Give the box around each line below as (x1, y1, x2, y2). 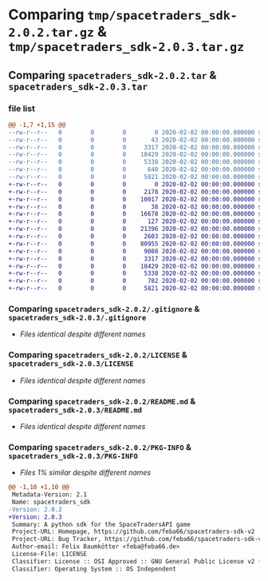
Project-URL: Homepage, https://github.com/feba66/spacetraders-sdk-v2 (11, 527, 255, 536)
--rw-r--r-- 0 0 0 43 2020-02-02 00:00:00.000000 (8, 136, 255, 144)
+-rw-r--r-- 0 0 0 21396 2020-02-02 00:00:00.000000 (8, 225, 255, 233)
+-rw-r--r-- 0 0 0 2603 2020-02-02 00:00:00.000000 (8, 233, 255, 241)
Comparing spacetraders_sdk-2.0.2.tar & (8, 68, 217, 82)
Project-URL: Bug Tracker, (11, 535, 102, 543)
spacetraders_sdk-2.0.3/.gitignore (8, 313, 147, 322)
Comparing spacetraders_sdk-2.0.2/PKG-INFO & (8, 441, 192, 452)
